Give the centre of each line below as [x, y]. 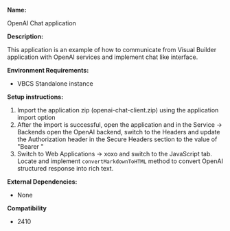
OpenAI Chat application [42, 23]
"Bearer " [30, 146]
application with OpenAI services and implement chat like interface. [103, 57]
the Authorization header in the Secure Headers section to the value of [117, 139]
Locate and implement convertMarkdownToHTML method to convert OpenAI [120, 161]
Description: [25, 36]
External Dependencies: [42, 182]
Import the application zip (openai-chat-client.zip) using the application [118, 110]
